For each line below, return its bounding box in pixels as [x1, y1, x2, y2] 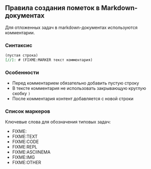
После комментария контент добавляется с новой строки [12, 96, 133, 102]
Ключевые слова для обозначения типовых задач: [5, 119, 111, 125]
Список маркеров [5, 108, 50, 115]
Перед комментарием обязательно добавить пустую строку [12, 80, 139, 86]
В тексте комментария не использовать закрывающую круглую [12, 85, 147, 91]
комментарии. [5, 29, 35, 36]
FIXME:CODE [12, 139, 39, 145]
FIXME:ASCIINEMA [12, 149, 51, 155]
